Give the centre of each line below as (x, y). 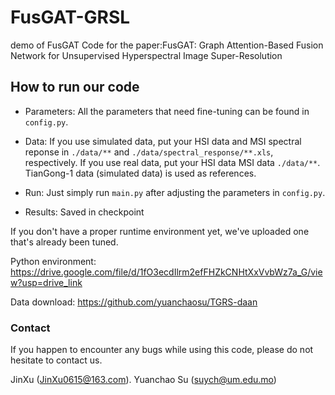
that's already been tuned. (64, 242)
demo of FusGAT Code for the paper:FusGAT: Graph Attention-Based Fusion (167, 45)
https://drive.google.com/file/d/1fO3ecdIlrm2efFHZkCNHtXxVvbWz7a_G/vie (166, 272)
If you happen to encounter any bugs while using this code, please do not (162, 350)
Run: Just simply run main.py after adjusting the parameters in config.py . (175, 192)
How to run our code (75, 87)
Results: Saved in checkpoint (84, 212)
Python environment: (53, 261)
